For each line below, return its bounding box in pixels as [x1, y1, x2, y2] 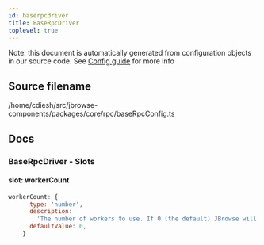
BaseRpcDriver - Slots [8, 155, 95, 167]
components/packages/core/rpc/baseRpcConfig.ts [8, 109, 175, 119]
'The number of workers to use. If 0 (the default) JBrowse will [36, 215, 258, 223]
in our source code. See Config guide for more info [8, 56, 174, 66]
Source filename [8, 79, 91, 93]
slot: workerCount [8, 175, 70, 185]
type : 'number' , [29, 200, 83, 209]
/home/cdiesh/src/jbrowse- [8, 101, 98, 110]
